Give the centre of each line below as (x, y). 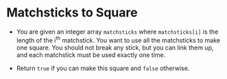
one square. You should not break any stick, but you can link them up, (115, 47)
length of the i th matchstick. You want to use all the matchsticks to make (118, 39)
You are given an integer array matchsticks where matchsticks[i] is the (117, 32)
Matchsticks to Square (72, 13)
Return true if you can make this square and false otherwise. (103, 68)
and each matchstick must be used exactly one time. (91, 55)
